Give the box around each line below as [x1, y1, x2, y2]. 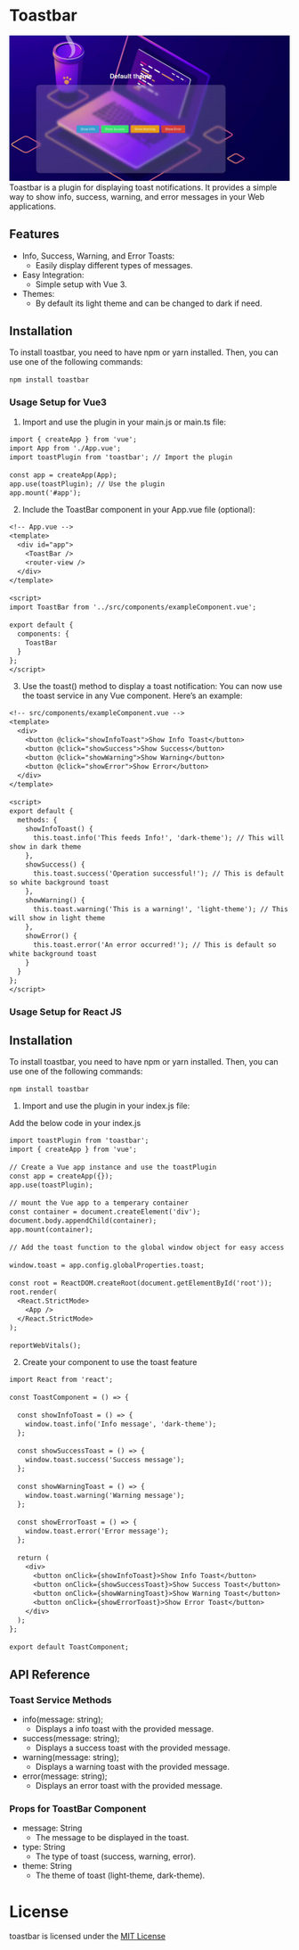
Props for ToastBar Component [9, 1803, 147, 1815]
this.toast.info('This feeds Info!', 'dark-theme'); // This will [32, 833, 285, 843]
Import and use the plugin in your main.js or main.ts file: [21, 416, 227, 427]
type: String [21, 1842, 66, 1853]
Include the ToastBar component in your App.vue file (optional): [21, 504, 255, 514]
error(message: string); [21, 1771, 108, 1781]
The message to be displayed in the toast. [35, 1832, 190, 1843]
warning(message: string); [21, 1752, 119, 1763]
